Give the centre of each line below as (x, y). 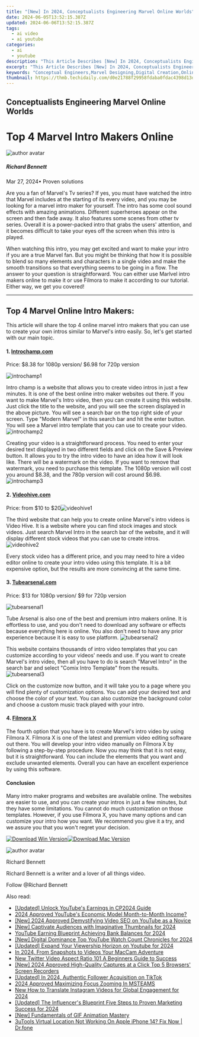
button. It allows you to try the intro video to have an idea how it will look (94, 456)
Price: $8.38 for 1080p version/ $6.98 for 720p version (73, 364)
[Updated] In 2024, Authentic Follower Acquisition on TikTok (88, 978)
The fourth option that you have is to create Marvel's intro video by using (95, 731)
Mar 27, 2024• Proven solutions (45, 182)
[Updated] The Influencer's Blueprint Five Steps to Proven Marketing (98, 1003)
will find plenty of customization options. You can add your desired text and (98, 692)
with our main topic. (31, 338)
